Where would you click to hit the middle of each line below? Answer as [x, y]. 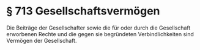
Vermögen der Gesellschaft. [42, 40]
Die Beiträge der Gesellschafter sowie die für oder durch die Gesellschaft [98, 28]
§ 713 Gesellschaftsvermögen [83, 11]
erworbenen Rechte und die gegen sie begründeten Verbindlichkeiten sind [100, 34]
